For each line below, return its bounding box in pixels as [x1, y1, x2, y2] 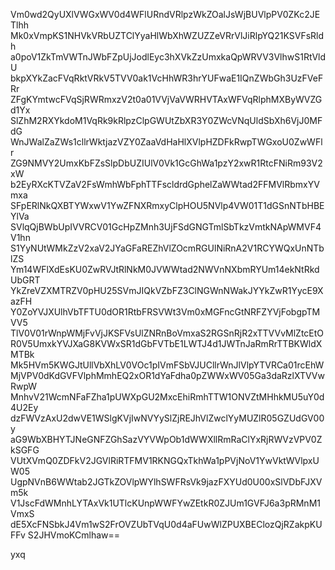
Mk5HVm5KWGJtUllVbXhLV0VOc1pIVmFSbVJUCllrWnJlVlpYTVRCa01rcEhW [10, 359, 325, 371]
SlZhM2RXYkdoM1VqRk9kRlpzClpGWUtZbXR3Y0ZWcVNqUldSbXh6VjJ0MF [10, 115, 323, 126]
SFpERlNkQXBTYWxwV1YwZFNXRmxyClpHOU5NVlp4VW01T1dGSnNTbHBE [10, 200, 325, 211]
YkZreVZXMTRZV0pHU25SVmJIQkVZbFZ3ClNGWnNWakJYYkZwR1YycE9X [10, 285, 324, 296]
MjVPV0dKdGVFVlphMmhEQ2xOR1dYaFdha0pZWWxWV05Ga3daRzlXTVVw [10, 370, 325, 381]
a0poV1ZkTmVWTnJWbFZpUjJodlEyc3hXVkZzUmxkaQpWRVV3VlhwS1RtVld [10, 51, 326, 63]
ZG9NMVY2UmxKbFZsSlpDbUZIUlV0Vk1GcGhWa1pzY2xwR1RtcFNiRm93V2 [10, 157, 323, 169]
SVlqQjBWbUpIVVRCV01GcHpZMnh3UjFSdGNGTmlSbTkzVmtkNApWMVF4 [10, 221, 322, 233]
